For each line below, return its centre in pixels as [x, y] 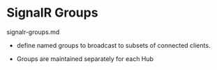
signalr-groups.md [33, 32]
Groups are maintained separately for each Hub [85, 59]
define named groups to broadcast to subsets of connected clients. [113, 45]
